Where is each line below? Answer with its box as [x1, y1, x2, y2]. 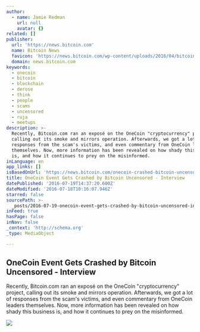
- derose [11, 86, 33, 92]
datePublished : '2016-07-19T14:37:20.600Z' [6, 181, 116, 187]
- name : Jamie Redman [11, 14, 65, 20]
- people [11, 97, 33, 103]
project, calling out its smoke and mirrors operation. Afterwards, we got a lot [6, 289, 193, 296]
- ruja [11, 114, 28, 120]
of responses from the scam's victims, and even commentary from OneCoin [6, 296, 192, 303]
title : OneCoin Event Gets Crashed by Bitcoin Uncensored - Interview [6, 175, 185, 181]
